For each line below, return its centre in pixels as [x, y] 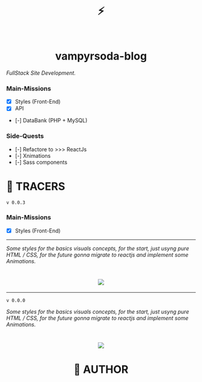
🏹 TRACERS [36, 186]
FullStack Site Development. [41, 73]
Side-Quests [25, 136]
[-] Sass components [41, 162]
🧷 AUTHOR [101, 370]
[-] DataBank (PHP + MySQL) [51, 121]
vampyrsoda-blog [101, 56]
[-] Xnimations [33, 155]
